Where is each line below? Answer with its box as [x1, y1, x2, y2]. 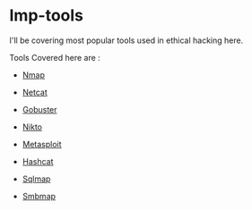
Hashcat [22, 155, 54, 166]
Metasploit [22, 139, 62, 149]
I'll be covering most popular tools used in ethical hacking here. [9, 35, 244, 46]
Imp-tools [9, 5, 83, 26]
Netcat [22, 87, 48, 97]
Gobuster [22, 104, 57, 114]
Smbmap [22, 190, 56, 201]
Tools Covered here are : [9, 52, 100, 63]
